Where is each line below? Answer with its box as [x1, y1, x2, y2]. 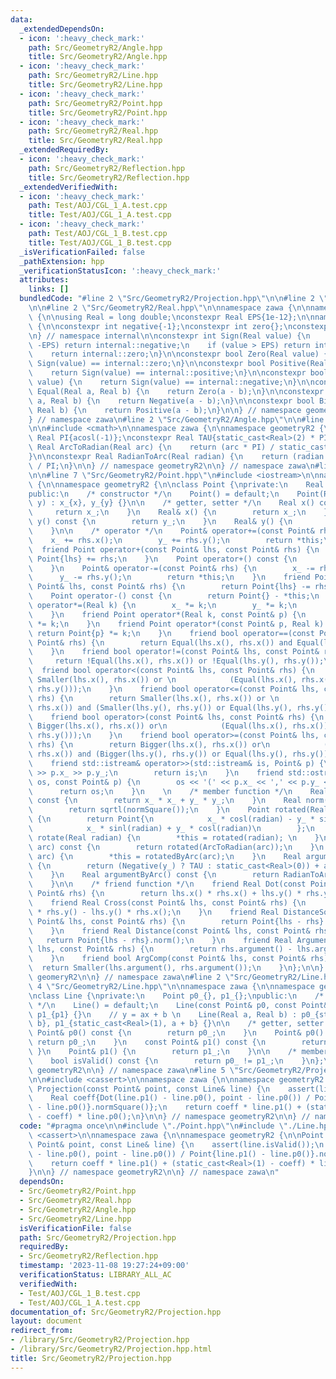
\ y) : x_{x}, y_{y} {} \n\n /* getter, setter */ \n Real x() [28, 498, 315, 508]
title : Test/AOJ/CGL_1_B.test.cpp [28, 237, 172, 248]
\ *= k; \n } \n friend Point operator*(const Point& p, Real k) [28, 619, 325, 629]
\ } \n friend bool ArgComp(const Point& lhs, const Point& [28, 954, 307, 964]
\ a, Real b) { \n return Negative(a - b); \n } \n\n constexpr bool [28, 396, 315, 406]
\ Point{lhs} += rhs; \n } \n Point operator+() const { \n [28, 554, 298, 564]
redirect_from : [10, 1326, 74, 1336]
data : [10, 14, 33, 25]
